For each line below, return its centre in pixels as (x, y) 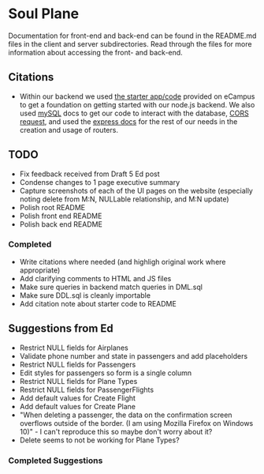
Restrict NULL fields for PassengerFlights (87, 389)
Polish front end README (61, 216)
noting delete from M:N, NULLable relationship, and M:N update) (125, 199)
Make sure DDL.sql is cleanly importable (85, 295)
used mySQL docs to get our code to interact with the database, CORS (134, 113)
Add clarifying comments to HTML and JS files (95, 278)
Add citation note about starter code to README (98, 303)
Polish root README (52, 207)
